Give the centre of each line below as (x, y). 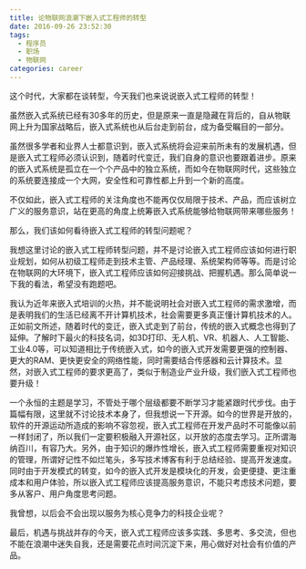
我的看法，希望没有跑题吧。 (69, 284)
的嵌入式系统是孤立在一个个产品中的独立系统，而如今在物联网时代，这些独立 (153, 169)
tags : (20, 35)
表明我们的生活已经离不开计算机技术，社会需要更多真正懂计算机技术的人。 (157, 315)
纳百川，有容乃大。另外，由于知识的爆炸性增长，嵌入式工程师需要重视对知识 (153, 448)
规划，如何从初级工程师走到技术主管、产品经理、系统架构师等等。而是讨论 (157, 261)
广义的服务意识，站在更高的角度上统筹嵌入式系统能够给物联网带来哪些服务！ (153, 211)
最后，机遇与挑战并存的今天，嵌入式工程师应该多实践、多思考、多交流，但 (149, 532)
